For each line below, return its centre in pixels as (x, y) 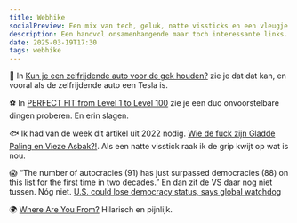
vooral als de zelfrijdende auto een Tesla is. (89, 85)
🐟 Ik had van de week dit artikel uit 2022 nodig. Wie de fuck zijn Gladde (142, 133)
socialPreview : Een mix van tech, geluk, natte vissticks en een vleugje (149, 26)
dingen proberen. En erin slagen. (69, 115)
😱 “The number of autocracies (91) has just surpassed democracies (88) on (149, 173)
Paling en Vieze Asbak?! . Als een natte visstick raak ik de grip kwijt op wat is (149, 147)
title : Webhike (37, 17)
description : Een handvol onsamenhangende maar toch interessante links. (149, 34)
